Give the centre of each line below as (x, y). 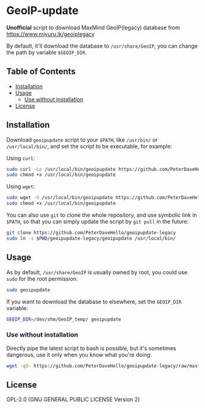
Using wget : (21, 186)
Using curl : (21, 158)
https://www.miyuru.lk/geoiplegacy (51, 34)
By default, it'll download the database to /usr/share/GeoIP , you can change (102, 46)
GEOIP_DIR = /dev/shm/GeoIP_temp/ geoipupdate (64, 319)
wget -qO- (19, 366)
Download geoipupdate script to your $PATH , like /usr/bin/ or (82, 140)
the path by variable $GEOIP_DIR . (47, 52)
